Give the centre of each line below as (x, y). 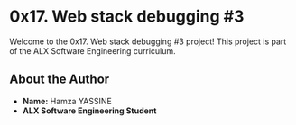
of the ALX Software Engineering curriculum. (92, 50)
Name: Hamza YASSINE (67, 101)
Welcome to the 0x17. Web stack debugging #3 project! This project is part (148, 41)
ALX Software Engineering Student (89, 111)
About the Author (60, 80)
